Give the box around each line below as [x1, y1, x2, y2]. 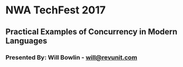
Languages [5, 36, 48, 45]
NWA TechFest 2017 [5, 3, 106, 17]
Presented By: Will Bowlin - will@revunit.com [5, 53, 137, 61]
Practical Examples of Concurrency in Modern [5, 27, 178, 37]
